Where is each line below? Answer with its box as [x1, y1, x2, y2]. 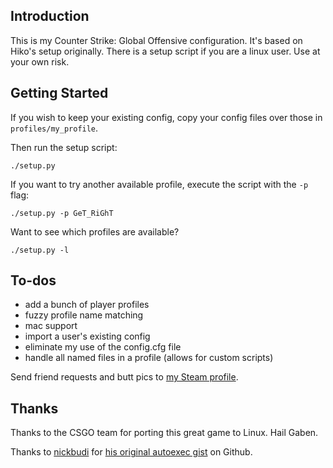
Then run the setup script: [10, 141, 118, 153]
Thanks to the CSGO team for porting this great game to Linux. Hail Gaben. [10, 427, 319, 439]
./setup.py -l [10, 245, 70, 255]
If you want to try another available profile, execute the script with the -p [10, 178, 309, 190]
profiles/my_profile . [10, 122, 99, 134]
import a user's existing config [24, 330, 151, 343]
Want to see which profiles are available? [10, 225, 180, 238]
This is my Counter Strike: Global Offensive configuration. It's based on [10, 34, 303, 46]
